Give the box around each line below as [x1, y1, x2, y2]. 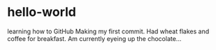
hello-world [7, 4, 77, 20]
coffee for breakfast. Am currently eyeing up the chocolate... [7, 34, 182, 42]
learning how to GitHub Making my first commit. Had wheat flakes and [7, 27, 210, 35]
